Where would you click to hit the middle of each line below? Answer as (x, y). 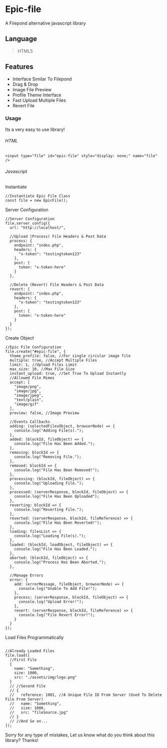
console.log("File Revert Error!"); (56, 615)
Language (21, 39)
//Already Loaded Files (30, 651)
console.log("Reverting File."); (49, 510)
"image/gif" (26, 404)
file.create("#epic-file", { (35, 352)
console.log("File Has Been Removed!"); (57, 470)
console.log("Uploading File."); (49, 483)
